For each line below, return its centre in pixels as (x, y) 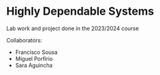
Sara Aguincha (34, 65)
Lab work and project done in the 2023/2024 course (73, 28)
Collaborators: (24, 40)
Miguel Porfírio (34, 58)
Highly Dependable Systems (80, 11)
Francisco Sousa (36, 52)
